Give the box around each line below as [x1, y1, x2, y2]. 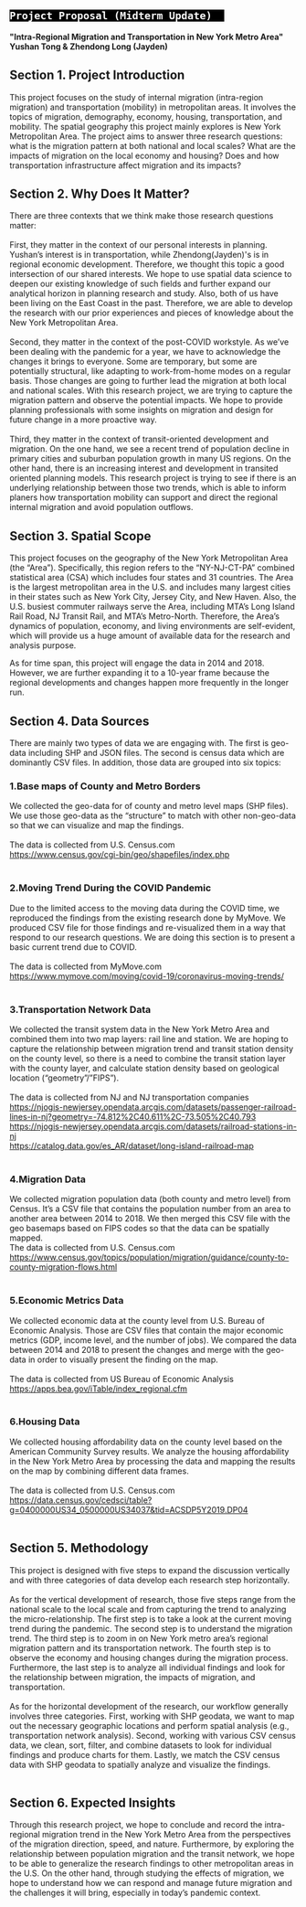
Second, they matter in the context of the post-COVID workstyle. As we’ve [9, 336, 290, 347]
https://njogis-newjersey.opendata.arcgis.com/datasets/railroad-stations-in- [9, 1121, 297, 1132]
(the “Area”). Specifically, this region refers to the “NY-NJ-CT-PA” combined [9, 562, 295, 573]
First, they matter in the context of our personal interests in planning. [9, 240, 268, 250]
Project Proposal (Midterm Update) [9, 9, 213, 23]
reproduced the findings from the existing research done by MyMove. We [9, 912, 286, 923]
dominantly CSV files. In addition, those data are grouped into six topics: [9, 757, 281, 768]
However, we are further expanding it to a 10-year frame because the [9, 667, 269, 678]
